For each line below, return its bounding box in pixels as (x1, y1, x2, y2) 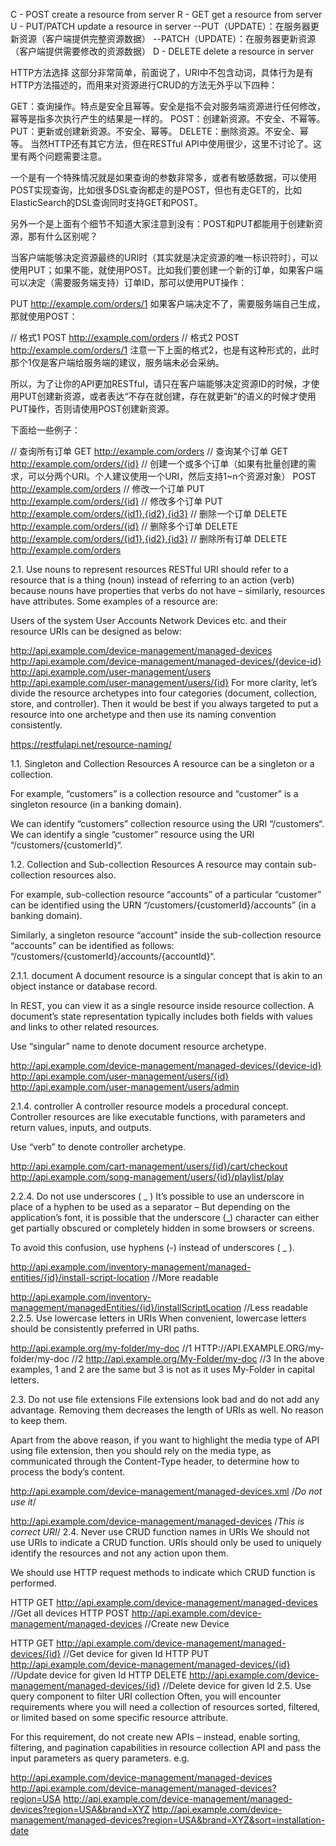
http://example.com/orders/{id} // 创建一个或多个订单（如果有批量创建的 (10, 458, 308, 469)
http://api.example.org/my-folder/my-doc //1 (10, 1342, 193, 1354)
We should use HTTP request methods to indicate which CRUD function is (10, 1567, 316, 1578)
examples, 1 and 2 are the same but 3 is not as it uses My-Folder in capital (10, 1364, 315, 1375)
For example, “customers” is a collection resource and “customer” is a (10, 788, 299, 799)
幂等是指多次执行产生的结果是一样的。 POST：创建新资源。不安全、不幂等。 (10, 113, 326, 124)
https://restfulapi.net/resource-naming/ (10, 739, 172, 750)
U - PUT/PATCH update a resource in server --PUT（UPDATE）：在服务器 (10, 20, 311, 32)
